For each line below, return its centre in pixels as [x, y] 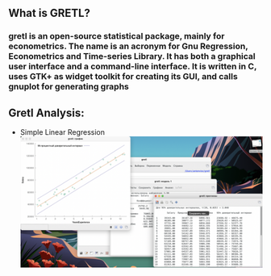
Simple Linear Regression [63, 132]
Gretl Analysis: [46, 113]
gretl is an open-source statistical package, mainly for [117, 36]
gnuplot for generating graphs [69, 86]
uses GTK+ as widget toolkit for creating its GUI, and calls [123, 77]
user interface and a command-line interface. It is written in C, [133, 66]
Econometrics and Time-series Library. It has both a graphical [132, 56]
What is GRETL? [50, 13]
